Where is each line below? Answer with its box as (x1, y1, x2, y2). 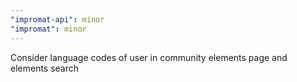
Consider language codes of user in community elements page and (10, 51, 288, 63)
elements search (10, 62, 80, 74)
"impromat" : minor (10, 24, 87, 34)
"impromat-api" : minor (10, 14, 105, 25)
